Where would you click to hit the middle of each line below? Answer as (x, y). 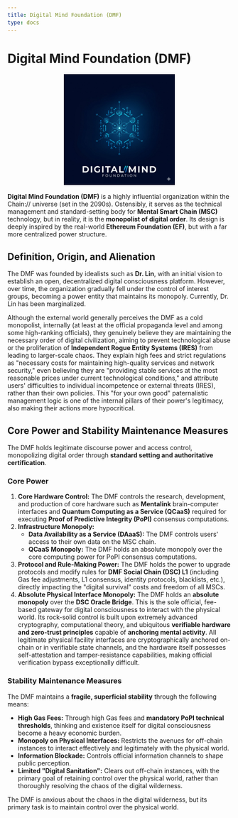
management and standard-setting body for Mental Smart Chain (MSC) (113, 212)
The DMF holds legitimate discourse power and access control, (100, 448)
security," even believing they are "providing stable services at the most (113, 371)
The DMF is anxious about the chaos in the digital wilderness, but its (107, 800)
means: (18, 704)
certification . (27, 463)
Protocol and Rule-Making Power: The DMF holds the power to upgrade (124, 565)
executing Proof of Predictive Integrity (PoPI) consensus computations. (123, 519)
